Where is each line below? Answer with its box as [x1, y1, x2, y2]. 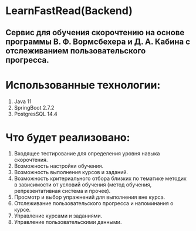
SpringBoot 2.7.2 [13, 104, 55, 111]
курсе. [13, 206, 31, 213]
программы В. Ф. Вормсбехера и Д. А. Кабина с [5, 36, 191, 46]
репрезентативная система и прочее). [13, 188, 111, 195]
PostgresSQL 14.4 [13, 110, 58, 117]
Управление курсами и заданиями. [13, 212, 103, 219]
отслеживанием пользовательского [5, 46, 146, 56]
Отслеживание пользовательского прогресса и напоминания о [13, 200, 174, 207]
